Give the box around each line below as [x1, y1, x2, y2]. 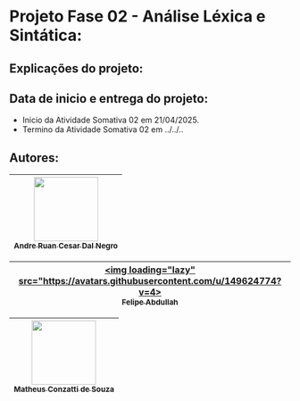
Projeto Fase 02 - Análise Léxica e [9, 6, 266, 27]
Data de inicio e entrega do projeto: [9, 91, 208, 106]
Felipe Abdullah [121, 297, 179, 307]
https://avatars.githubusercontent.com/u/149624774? [43, 275, 282, 288]
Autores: [9, 150, 60, 165]
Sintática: [9, 25, 83, 46]
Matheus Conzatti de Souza [13, 384, 114, 395]
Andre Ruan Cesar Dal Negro [13, 241, 119, 251]
